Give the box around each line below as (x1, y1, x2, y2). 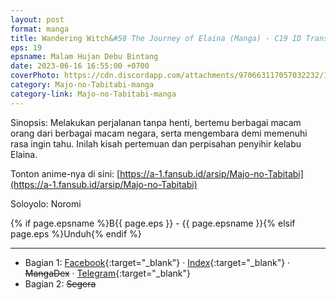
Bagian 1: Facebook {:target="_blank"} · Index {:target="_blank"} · (24, 256, 291, 268)
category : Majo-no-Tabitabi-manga (10, 80, 155, 90)
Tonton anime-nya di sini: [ (10, 167, 121, 180)
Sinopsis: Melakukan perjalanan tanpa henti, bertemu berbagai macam (10, 116, 302, 128)
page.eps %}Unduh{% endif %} (10, 227, 142, 240)
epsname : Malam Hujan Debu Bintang (10, 52, 159, 62)
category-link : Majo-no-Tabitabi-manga (10, 89, 177, 99)
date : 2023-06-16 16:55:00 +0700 (10, 61, 150, 71)
